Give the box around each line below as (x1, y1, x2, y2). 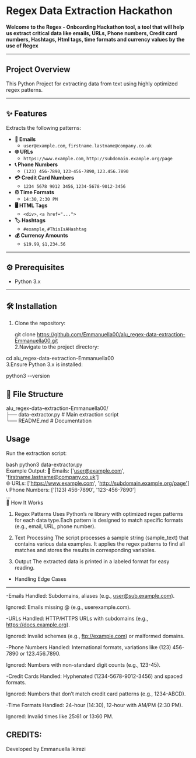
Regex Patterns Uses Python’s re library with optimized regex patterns (14, 510, 183, 517)
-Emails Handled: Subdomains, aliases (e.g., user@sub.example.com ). (6, 592, 175, 599)
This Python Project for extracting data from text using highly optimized (6, 80, 178, 87)
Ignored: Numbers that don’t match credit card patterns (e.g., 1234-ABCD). (6, 690, 186, 697)
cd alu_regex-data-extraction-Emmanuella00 (6, 355, 114, 362)
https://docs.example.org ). (6, 621, 70, 628)
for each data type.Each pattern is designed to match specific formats (14, 516, 183, 523)
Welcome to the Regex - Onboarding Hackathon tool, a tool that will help (6, 23, 184, 30)
